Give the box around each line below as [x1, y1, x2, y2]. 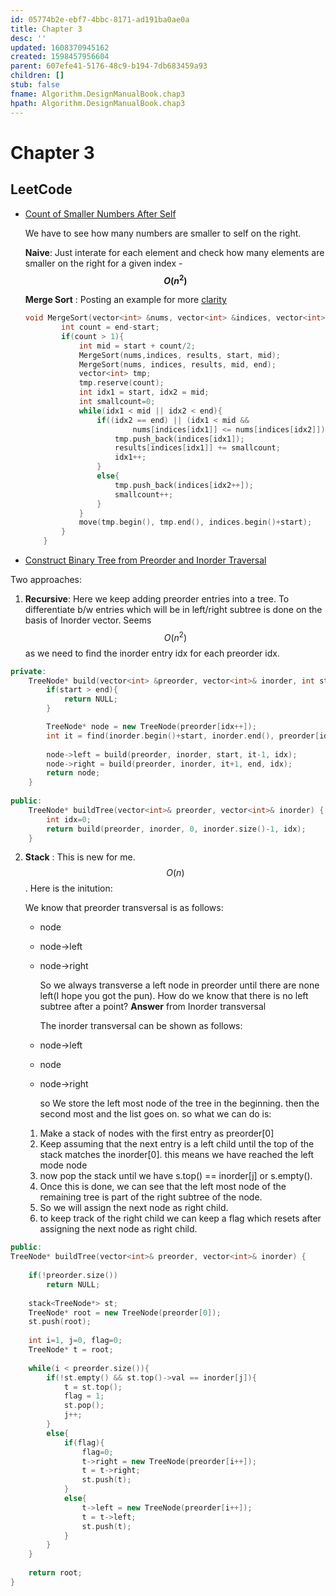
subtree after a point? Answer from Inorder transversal [39, 1001, 267, 1013]
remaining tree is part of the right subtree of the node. [39, 1191, 263, 1203]
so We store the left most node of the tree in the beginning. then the [39, 1097, 320, 1110]
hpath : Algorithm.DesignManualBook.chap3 [10, 98, 186, 108]
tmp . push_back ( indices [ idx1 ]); [114, 434, 245, 444]
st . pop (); [63, 1401, 105, 1411]
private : [10, 666, 47, 676]
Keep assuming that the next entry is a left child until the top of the [39, 1138, 315, 1150]
